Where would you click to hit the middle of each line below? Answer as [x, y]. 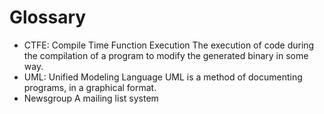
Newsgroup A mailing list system [91, 98]
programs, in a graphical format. [90, 87]
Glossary [48, 17]
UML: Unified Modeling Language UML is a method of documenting [163, 77]
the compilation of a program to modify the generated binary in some [166, 55]
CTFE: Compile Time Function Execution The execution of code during [169, 45]
